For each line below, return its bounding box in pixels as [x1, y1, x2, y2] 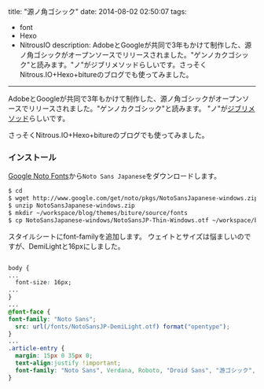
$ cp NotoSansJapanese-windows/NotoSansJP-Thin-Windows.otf [8, 216, 210, 224]
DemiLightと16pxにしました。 [28, 241, 125, 250]
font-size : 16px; [15, 279, 72, 287]
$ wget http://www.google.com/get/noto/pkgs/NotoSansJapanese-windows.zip [8, 194, 258, 202]
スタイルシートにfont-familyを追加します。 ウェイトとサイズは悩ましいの [8, 232, 245, 241]
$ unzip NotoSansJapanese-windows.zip [8, 202, 135, 210]
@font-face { [8, 308, 51, 316]
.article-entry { [8, 345, 65, 353]
